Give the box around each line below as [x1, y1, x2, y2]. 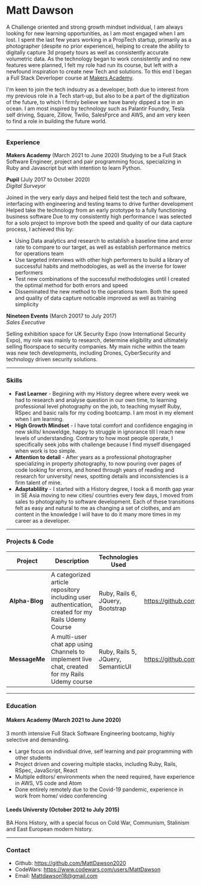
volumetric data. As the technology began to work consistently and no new [6, 55, 191, 62]
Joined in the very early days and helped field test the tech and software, [6, 194, 187, 201]
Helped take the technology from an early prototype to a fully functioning [6, 207, 187, 214]
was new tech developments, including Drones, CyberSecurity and [6, 349, 171, 356]
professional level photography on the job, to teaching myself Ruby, [14, 402, 181, 410]
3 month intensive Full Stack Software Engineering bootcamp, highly [6, 730, 175, 737]
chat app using [50, 640, 93, 648]
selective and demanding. [6, 736, 70, 743]
